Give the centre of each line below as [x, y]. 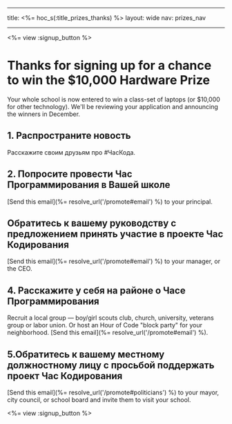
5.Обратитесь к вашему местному [86, 354]
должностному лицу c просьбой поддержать [111, 365]
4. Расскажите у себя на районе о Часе [96, 290]
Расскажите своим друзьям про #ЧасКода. [71, 152]
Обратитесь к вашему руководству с [92, 223]
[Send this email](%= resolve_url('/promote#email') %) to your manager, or [114, 261]
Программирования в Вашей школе [89, 185]
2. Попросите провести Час [70, 174]
